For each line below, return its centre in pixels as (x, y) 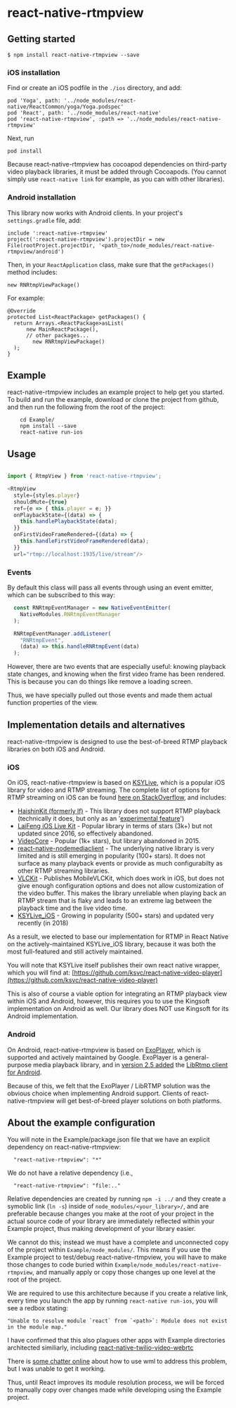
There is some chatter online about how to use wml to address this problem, (117, 1362)
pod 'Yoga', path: (34, 101)
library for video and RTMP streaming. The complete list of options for (109, 790)
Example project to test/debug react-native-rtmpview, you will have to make (117, 1257)
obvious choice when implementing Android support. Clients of (99, 1093)
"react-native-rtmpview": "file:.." (67, 1186)
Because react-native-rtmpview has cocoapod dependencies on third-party (117, 164)
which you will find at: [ (41, 973)
